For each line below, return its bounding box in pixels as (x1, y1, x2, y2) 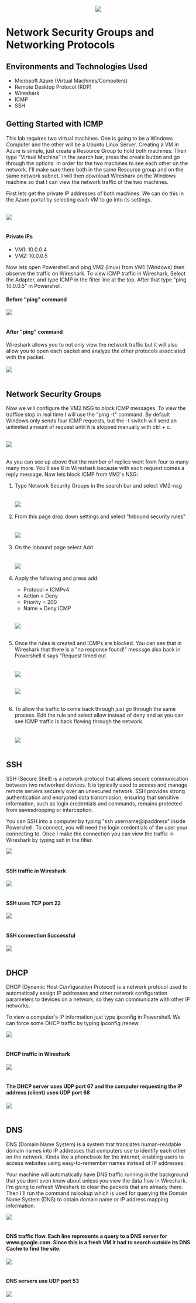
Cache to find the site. (6, 1245, 61, 1252)
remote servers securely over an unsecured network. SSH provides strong (6, 788, 185, 795)
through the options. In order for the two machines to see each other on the (6, 159, 188, 167)
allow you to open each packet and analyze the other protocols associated (6, 347, 186, 355)
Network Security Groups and (6, 26, 154, 39)
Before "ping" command (6, 295, 67, 303)
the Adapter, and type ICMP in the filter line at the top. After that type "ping (6, 276, 187, 283)
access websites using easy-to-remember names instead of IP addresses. (6, 1159, 185, 1166)
